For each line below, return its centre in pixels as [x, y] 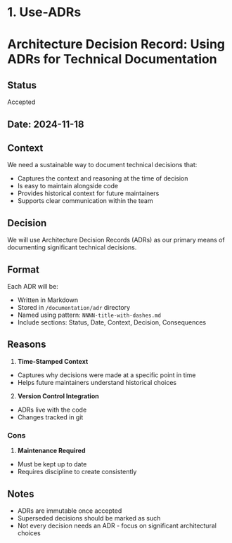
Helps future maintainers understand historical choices [97, 382]
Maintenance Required [51, 451]
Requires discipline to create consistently [77, 472]
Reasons [27, 345]
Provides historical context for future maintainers [88, 193]
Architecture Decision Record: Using [116, 45]
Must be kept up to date [52, 464]
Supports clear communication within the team [85, 201]
